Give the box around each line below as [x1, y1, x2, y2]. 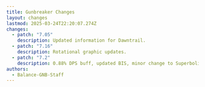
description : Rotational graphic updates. [17, 49, 127, 55]
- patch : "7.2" [12, 55, 51, 61]
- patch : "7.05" [12, 32, 53, 38]
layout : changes [6, 15, 48, 21]
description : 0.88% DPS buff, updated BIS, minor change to [17, 60, 173, 66]
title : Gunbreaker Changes [6, 9, 75, 15]
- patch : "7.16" [12, 43, 53, 50]
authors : [6, 66, 29, 72]
